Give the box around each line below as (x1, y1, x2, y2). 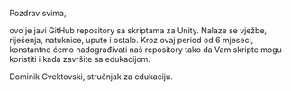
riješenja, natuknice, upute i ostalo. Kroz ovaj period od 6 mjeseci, (9, 35, 254, 45)
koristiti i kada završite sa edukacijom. (9, 54, 151, 64)
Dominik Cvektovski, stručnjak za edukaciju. (9, 71, 173, 82)
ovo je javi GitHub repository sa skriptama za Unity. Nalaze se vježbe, (9, 25, 268, 35)
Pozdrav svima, (9, 8, 67, 18)
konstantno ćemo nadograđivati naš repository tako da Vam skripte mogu (9, 44, 282, 55)
